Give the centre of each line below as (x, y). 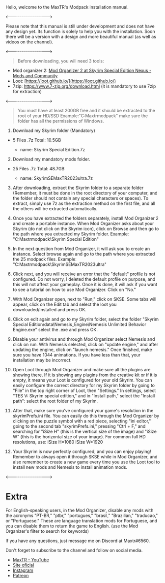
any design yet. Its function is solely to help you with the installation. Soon (80, 31)
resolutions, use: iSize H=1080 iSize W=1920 (58, 442)
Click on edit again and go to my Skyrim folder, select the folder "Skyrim (86, 319)
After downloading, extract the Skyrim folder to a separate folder (78, 188)
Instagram (23, 570)
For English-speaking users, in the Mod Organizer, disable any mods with (80, 510)
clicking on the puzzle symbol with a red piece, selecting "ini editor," (82, 421)
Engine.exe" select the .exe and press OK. (55, 330)
